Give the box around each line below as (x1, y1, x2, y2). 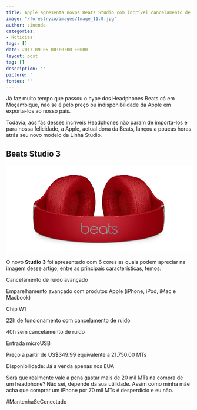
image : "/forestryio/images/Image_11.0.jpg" (6, 15, 117, 22)
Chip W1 (6, 305, 26, 313)
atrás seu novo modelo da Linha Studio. (6, 132, 102, 139)
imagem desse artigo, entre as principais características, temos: (6, 265, 162, 272)
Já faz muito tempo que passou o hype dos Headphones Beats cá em (6, 95, 175, 102)
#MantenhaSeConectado (6, 398, 67, 405)
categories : (6, 28, 35, 34)
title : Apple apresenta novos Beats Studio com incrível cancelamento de (6, 9, 191, 15)
